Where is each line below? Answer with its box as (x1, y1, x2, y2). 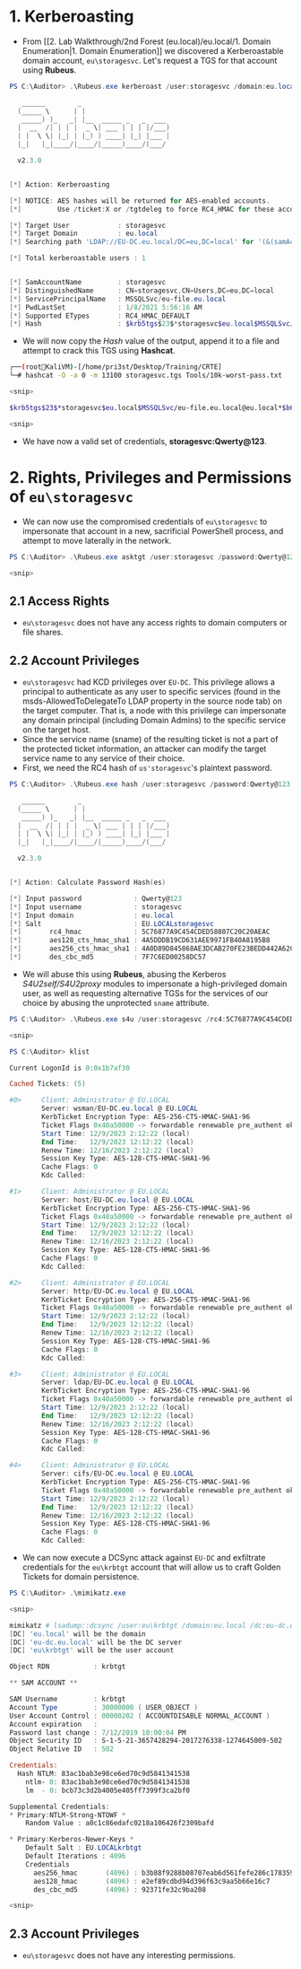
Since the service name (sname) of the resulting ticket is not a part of (21, 734, 279, 744)
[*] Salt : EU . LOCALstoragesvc (9, 919, 215, 928)
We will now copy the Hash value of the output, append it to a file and (21, 336, 280, 346)
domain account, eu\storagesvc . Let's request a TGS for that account (21, 55, 278, 66)
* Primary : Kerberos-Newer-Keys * (9, 1835, 134, 1844)
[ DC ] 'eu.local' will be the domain (9, 1629, 146, 1639)
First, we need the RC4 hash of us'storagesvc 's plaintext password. (21, 763, 272, 773)
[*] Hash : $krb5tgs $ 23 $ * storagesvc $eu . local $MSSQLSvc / (9, 319, 295, 328)
